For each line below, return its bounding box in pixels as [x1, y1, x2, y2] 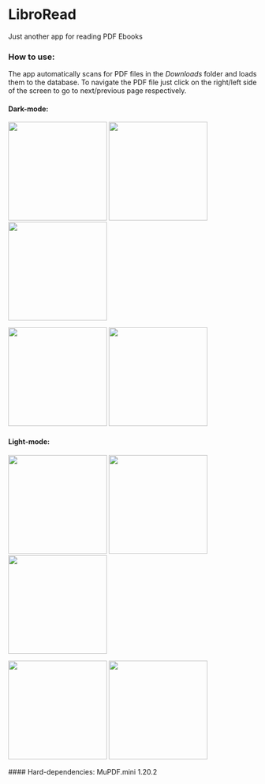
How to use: [8, 51, 55, 62]
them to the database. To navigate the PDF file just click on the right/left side [8, 77, 257, 88]
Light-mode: [8, 437, 50, 446]
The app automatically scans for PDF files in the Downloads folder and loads [8, 69, 257, 79]
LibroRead [8, 6, 77, 24]
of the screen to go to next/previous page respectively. [8, 86, 187, 95]
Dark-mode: [8, 104, 49, 114]
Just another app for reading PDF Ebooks [8, 32, 144, 41]
